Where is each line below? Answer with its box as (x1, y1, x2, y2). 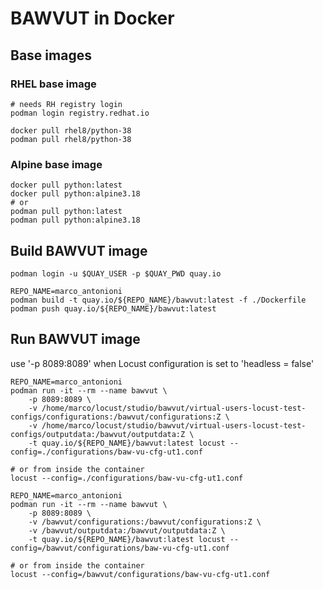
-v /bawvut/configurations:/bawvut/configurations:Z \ (28, 517, 262, 527)
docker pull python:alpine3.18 (10, 189, 141, 199)
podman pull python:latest (10, 207, 123, 217)
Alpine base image (10, 157, 103, 171)
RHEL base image (10, 77, 97, 91)
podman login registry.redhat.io (10, 108, 150, 118)
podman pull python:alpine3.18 (10, 215, 141, 226)
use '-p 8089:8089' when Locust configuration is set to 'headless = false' (10, 357, 315, 369)
